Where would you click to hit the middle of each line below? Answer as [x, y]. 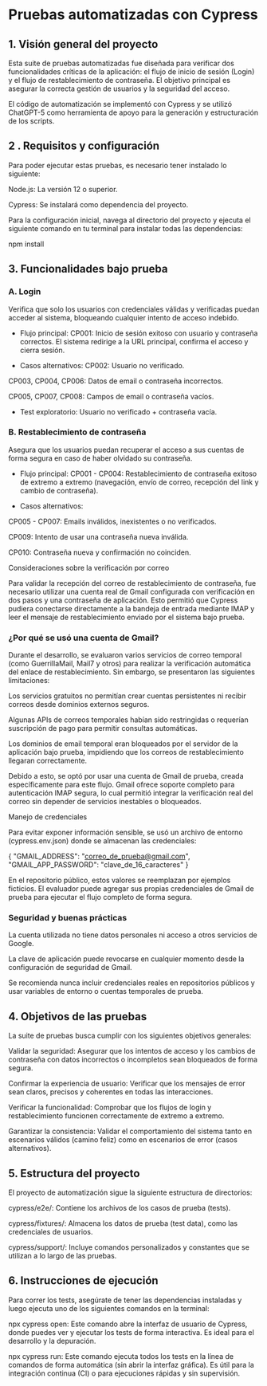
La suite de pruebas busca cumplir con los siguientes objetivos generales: [130, 1036]
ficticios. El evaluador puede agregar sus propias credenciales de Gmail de [131, 889]
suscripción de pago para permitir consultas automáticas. [103, 728]
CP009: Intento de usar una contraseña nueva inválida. [98, 536]
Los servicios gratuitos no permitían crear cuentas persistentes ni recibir [128, 696]
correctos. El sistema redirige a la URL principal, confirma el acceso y [134, 341]
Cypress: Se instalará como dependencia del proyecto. [98, 204]
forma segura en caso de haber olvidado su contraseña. [100, 458]
